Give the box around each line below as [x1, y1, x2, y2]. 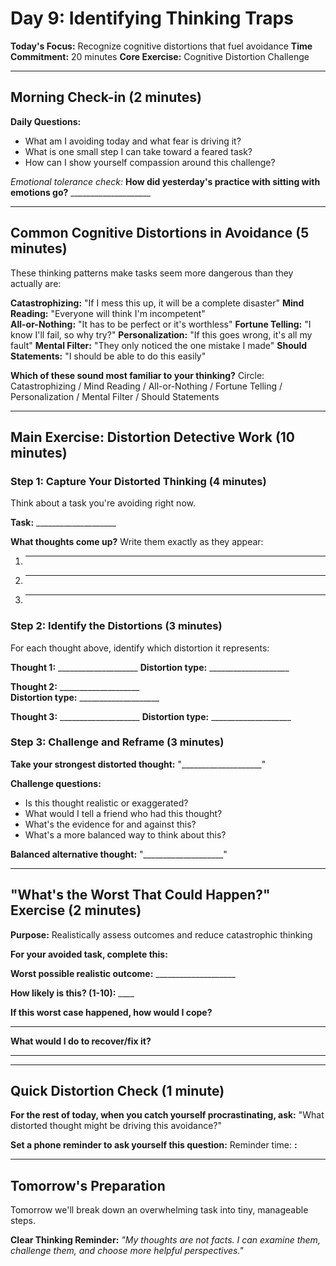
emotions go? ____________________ [10, 186, 151, 198]
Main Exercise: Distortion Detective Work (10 [10, 428, 296, 446]
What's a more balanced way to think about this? [24, 828, 227, 841]
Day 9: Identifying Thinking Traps [10, 7, 294, 30]
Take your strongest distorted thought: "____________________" [10, 758, 267, 770]
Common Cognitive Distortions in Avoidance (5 [10, 225, 310, 242]
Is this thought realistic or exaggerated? [24, 797, 189, 809]
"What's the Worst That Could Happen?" [10, 887, 271, 904]
